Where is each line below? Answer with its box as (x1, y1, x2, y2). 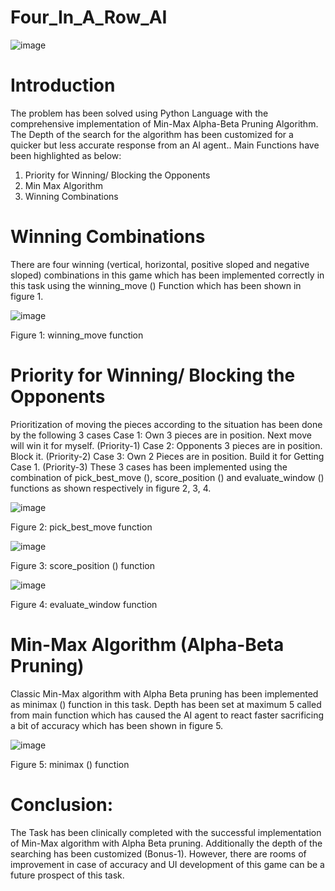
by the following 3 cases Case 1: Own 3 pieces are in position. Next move (10, 429, 312, 441)
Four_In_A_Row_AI (10, 6, 168, 29)
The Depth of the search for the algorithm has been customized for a (10, 128, 294, 140)
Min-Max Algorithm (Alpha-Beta (10, 633, 285, 656)
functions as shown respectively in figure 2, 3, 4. (10, 482, 212, 494)
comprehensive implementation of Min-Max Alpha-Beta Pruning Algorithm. (10, 117, 319, 130)
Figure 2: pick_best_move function (10, 521, 153, 533)
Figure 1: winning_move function (10, 329, 144, 341)
